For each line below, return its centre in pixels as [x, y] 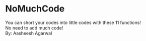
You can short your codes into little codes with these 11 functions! [73, 22]
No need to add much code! [34, 27]
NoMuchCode [35, 9]
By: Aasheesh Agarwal [29, 33]
